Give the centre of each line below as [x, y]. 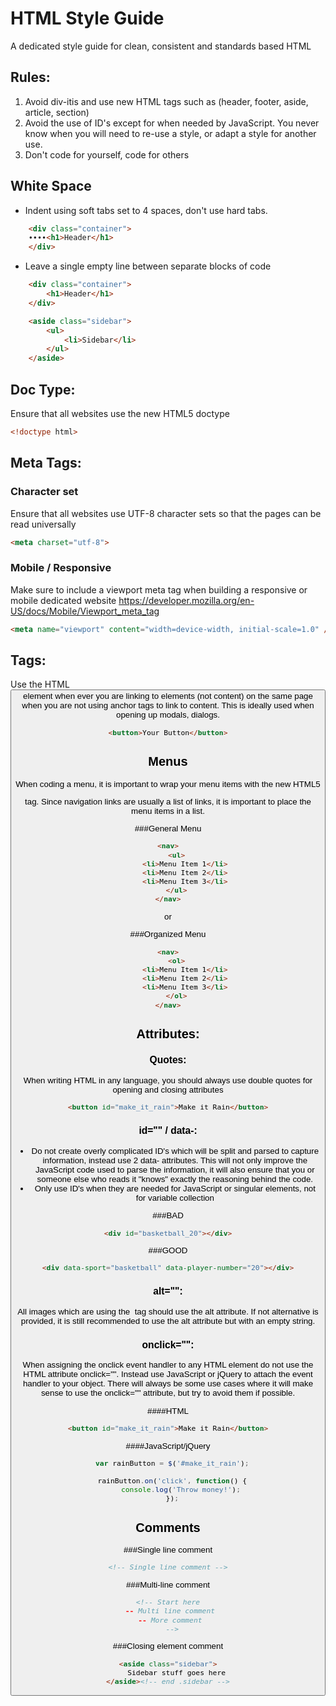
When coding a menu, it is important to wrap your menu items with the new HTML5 [168, 783]
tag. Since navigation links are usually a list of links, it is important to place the [168, 801]
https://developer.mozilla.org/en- [186, 600]
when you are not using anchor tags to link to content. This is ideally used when [168, 705]
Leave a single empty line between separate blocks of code [148, 266]
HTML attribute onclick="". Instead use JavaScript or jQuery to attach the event [168, 1374]
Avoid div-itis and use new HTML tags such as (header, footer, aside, [166, 101]
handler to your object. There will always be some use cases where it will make [168, 1383]
